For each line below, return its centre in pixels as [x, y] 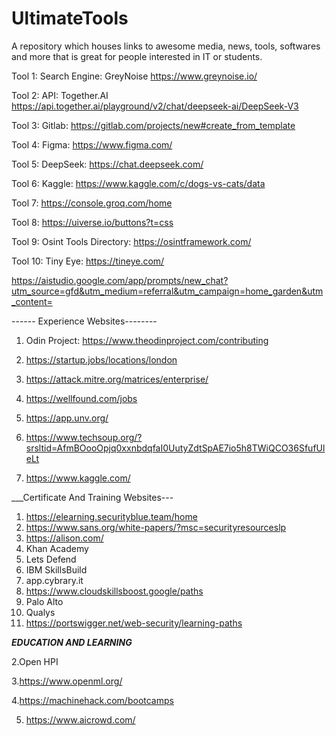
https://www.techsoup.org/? [84, 437]
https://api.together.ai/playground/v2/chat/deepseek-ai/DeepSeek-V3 [155, 106]
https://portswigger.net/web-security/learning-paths [134, 623]
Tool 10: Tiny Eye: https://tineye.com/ [88, 261]
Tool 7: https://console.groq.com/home [92, 203]
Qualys [40, 612]
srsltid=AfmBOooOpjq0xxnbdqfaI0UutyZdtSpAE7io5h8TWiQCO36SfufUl [175, 448]
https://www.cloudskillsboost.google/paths [114, 591]
